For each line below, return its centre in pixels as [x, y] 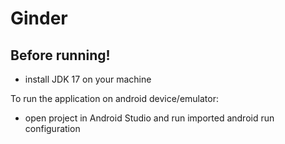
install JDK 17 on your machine [88, 79]
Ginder [39, 18]
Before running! [60, 55]
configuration [52, 128]
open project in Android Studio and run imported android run [149, 118]
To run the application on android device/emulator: [115, 98]
